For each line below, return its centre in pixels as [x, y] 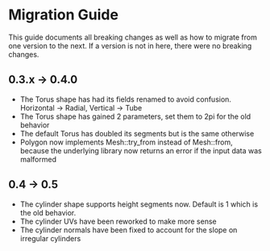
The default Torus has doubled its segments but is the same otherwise [137, 133]
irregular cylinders [50, 238]
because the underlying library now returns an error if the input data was [141, 150]
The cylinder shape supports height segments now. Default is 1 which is [139, 204]
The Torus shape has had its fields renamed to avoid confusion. [126, 99]
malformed [38, 159]
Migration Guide [64, 15]
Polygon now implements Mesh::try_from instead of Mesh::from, [127, 142]
